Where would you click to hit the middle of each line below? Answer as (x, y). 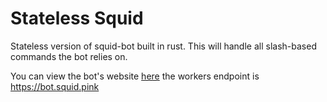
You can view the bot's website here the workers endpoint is (135, 76)
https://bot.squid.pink (55, 86)
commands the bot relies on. (69, 56)
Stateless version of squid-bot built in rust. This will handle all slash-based (163, 46)
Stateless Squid (77, 18)
